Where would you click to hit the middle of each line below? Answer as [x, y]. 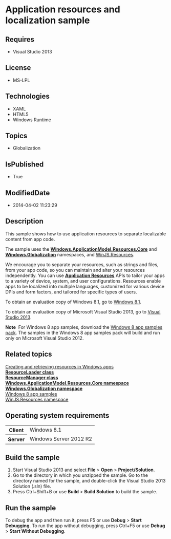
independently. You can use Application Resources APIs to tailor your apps [85, 275]
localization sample [48, 20]
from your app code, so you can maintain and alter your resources [75, 270]
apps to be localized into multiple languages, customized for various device [85, 286]
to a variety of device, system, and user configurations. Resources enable [83, 281]
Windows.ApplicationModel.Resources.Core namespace [67, 383]
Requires [20, 39]
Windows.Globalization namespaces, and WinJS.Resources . [70, 254]
